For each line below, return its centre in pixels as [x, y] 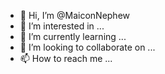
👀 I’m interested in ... [62, 26]
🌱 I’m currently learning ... [73, 36]
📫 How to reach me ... [66, 58]
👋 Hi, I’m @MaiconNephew [75, 15]
